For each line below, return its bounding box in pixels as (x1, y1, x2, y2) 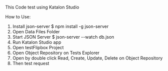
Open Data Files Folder (12, 29, 60, 34)
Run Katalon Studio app (12, 39, 62, 45)
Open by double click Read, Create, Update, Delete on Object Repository (12, 55, 163, 61)
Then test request (12, 61, 50, 66)
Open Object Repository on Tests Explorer (12, 50, 100, 56)
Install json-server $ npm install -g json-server (12, 23, 109, 29)
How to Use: (5, 14, 31, 19)
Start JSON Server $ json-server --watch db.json (12, 34, 114, 40)
